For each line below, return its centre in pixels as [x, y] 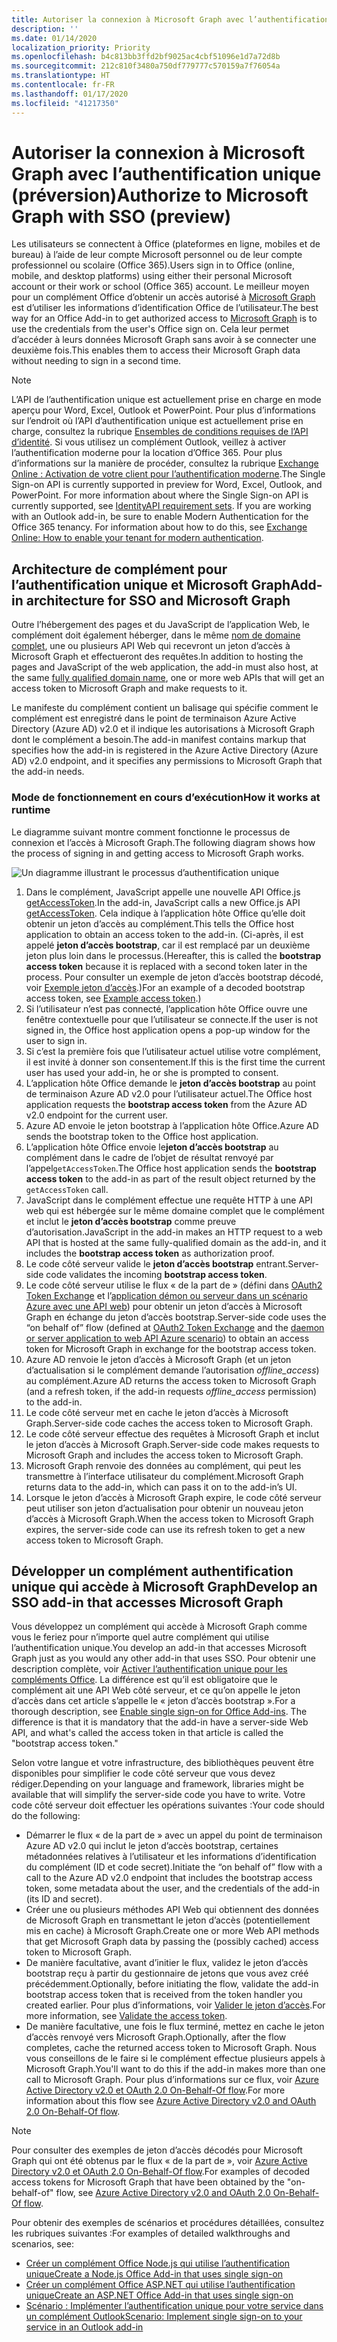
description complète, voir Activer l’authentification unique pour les [149, 1669]
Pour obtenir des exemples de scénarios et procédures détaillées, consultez [168, 2223]
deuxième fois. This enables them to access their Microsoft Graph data [156, 350]
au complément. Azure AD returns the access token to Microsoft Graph [171, 1380]
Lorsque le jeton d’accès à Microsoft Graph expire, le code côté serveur [173, 1497]
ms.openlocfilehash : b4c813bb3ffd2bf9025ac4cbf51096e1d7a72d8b [146, 57]
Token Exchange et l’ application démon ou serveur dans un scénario [166, 1295]
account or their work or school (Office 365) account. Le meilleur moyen [160, 287]
